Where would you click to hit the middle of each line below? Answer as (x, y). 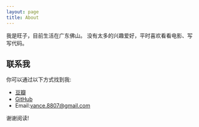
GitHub (24, 99)
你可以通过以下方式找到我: (39, 80)
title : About (23, 18)
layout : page (23, 12)
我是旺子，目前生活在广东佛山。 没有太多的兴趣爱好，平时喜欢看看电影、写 (99, 35)
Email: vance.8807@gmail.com (52, 106)
